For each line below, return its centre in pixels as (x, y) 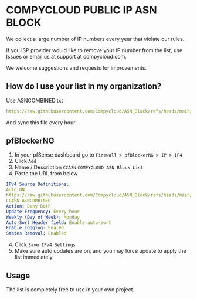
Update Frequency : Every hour (43, 212)
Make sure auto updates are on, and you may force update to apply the (100, 251)
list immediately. (34, 257)
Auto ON (16, 190)
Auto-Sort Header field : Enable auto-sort (59, 222)
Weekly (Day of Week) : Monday (43, 217)
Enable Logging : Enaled (35, 228)
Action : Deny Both (28, 206)
